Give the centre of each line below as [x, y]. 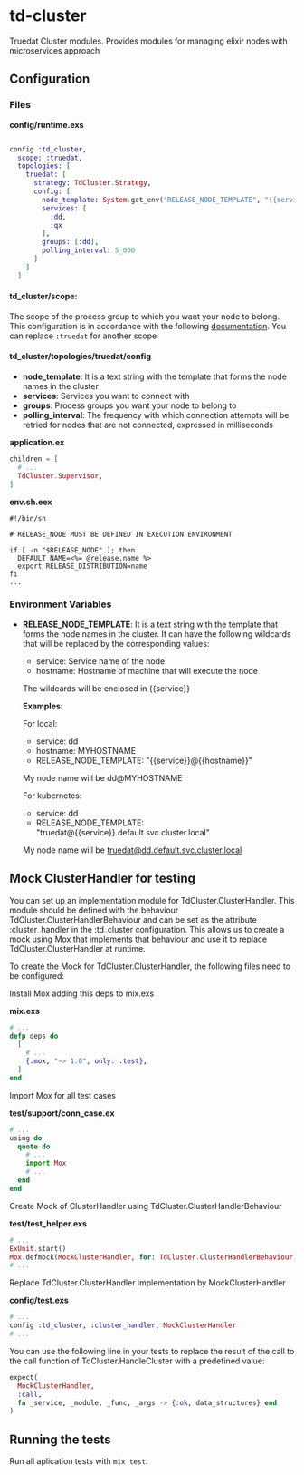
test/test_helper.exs [48, 1223]
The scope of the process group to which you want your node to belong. [145, 316]
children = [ [34, 459]
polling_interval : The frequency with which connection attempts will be [156, 415]
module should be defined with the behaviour [94, 910]
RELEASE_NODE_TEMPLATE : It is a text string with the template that [150, 624]
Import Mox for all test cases [62, 1095]
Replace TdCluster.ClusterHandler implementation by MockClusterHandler [148, 1283]
